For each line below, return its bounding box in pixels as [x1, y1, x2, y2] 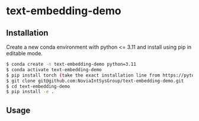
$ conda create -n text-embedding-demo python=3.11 [6, 61, 136, 67]
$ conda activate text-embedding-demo [6, 66, 102, 72]
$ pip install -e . [6, 89, 54, 95]
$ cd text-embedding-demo [6, 83, 70, 90]
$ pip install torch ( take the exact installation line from [6, 72, 161, 78]
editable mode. [6, 50, 43, 57]
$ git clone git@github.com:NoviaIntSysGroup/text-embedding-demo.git [6, 78, 184, 84]
